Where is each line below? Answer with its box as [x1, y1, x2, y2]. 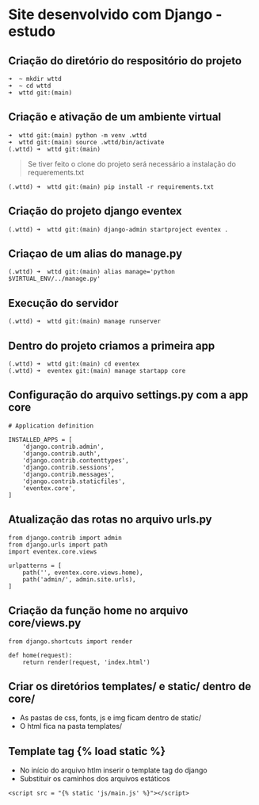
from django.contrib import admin [8, 534, 123, 542]
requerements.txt [27, 167, 85, 177]
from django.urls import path [8, 541, 109, 549]
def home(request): [8, 651, 73, 659]
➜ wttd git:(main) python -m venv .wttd [8, 131, 147, 140]
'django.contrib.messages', [22, 470, 115, 478]
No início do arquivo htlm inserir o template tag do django [19, 765, 208, 775]
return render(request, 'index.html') [22, 658, 150, 666]
